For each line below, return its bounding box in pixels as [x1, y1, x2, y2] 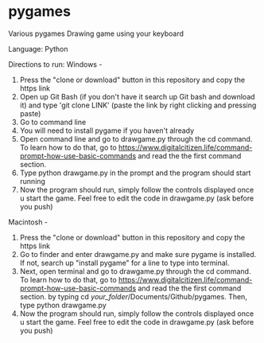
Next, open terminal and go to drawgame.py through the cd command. [19, 266, 251, 276]
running [19, 176, 46, 185]
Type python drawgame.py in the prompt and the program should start [19, 168, 251, 177]
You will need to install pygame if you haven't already [19, 126, 195, 135]
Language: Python [8, 44, 69, 53]
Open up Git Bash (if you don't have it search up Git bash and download [19, 92, 256, 101]
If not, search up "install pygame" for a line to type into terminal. [19, 258, 230, 267]
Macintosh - [8, 217, 49, 227]
